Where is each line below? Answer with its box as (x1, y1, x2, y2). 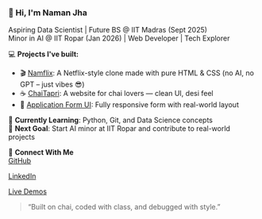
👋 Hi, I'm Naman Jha (8, 7, 87, 18)
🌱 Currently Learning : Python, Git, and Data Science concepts (8, 115, 213, 125)
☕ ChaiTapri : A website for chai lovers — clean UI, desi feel (19, 89, 214, 98)
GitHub (8, 156, 32, 166)
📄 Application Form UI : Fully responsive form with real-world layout (19, 100, 240, 109)
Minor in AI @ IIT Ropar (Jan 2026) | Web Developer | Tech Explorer (8, 33, 230, 43)
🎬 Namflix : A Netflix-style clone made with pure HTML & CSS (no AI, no (19, 68, 254, 78)
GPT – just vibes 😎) (19, 79, 85, 90)
